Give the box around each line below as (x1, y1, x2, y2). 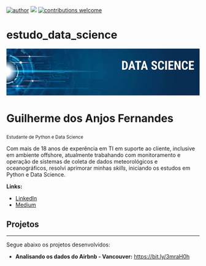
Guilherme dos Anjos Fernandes (6, 111, 174, 125)
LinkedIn (15, 195, 37, 202)
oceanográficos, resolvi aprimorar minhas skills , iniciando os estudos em (6, 164, 191, 172)
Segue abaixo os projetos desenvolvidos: (6, 241, 110, 248)
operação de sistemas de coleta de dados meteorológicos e (6, 158, 158, 165)
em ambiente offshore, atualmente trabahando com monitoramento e (6, 151, 181, 159)
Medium (15, 201, 37, 208)
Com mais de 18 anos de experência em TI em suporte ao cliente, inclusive (6, 145, 196, 153)
